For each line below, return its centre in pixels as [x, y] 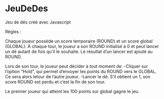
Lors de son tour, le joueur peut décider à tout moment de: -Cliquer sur [77, 66]
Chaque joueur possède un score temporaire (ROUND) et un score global [79, 41]
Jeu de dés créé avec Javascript [38, 22]
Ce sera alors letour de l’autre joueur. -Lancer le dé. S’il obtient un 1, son [78, 76]
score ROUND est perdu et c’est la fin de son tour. [55, 82]
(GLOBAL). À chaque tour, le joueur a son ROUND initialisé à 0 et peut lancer [82, 46]
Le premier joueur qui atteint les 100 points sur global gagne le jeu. [72, 91]
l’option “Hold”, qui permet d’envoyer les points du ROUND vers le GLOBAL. [81, 71]
